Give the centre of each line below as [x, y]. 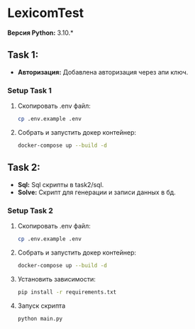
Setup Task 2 [30, 211]
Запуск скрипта [41, 306]
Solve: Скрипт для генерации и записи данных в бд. [96, 192]
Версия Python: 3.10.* [40, 33]
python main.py [40, 318]
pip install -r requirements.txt [67, 292]
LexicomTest [46, 13]
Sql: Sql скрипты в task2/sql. [61, 184]
